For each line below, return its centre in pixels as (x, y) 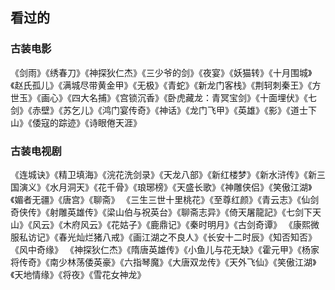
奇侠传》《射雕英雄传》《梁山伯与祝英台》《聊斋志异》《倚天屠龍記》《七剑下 (161, 212)
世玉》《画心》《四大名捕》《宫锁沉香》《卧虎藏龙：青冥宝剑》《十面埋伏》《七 (163, 97)
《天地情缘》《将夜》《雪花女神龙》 (78, 274)
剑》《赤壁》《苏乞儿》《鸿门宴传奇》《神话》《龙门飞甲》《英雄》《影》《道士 (159, 110)
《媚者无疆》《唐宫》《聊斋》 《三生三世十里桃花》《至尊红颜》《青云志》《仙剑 (165, 199)
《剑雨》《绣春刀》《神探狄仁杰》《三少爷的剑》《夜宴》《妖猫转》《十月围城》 (161, 72)
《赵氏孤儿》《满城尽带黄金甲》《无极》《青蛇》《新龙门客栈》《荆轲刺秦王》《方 (166, 85)
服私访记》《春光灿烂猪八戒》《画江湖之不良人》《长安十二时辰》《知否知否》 (163, 237)
